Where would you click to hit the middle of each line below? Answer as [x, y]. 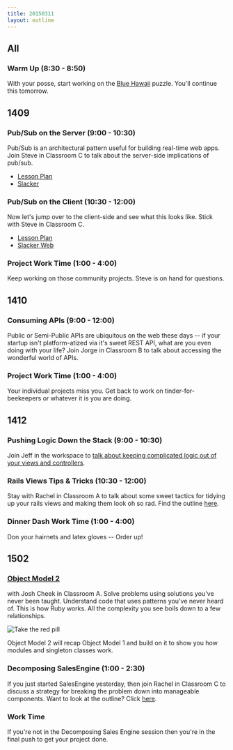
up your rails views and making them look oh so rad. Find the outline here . [113, 504]
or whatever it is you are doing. [87, 398]
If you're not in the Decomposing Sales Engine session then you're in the [111, 732]
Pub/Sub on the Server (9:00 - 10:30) [71, 133]
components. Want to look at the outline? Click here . [82, 698]
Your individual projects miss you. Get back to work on [85, 391]
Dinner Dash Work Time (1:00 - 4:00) [71, 522]
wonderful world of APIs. [43, 358]
